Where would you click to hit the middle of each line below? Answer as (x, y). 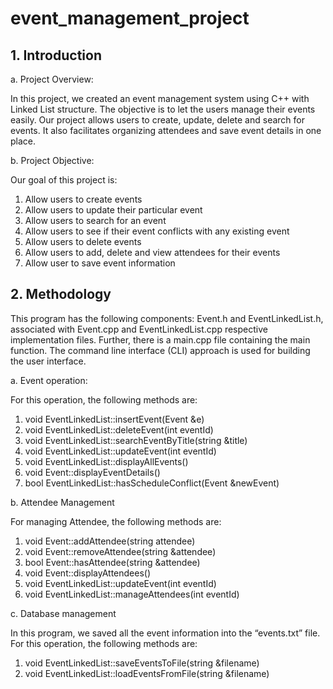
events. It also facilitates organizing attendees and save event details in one (166, 130)
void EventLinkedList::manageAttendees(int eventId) (132, 594)
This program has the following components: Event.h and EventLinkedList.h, (167, 318)
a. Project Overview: (52, 79)
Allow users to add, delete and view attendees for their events (152, 252)
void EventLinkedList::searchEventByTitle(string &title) (136, 440)
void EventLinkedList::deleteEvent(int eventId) (119, 429)
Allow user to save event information (100, 263)
